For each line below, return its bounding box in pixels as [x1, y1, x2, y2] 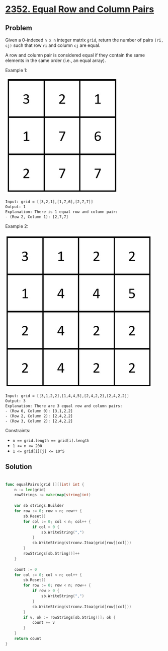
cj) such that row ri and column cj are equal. [5, 42, 101, 48]
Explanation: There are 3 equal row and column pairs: [5, 403, 123, 408]
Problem [5, 24, 33, 32]
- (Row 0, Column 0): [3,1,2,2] [5, 408, 73, 413]
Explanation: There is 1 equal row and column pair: [5, 209, 118, 214]
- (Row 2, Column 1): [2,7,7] [5, 214, 69, 219]
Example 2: [5, 223, 29, 229]
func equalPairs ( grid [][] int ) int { [5, 482, 85, 487]
